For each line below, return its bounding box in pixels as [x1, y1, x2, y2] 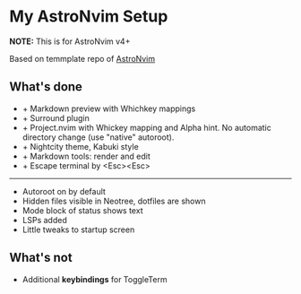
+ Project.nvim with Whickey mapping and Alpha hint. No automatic [21, 122, 271, 133]
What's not [9, 250, 73, 265]
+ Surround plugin [21, 112, 90, 123]
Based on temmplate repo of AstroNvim [9, 53, 156, 64]
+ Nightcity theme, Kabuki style [21, 141, 139, 151]
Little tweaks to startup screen [21, 224, 135, 235]
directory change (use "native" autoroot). [21, 132, 175, 143]
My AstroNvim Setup [9, 6, 168, 27]
